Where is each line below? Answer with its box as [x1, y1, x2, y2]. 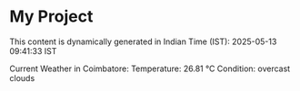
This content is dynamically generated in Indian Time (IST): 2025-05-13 [9, 36, 277, 47]
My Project [9, 6, 94, 27]
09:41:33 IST [9, 45, 57, 56]
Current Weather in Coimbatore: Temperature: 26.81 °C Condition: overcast [9, 63, 291, 74]
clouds [9, 72, 35, 83]
